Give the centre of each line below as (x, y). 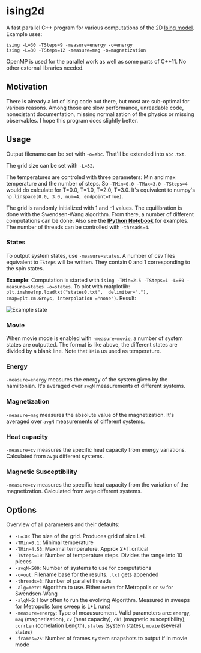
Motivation (27, 87)
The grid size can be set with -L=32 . (50, 165)
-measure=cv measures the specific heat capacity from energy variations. (96, 450)
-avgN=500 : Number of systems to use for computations (83, 568)
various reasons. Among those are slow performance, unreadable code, (95, 108)
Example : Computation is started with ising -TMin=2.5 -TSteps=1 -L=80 (95, 280)
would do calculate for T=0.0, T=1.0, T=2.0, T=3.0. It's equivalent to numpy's (101, 190)
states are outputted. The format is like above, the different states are (92, 345)
